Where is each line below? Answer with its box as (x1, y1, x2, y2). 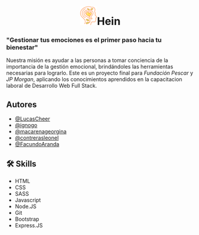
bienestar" (6, 44, 38, 52)
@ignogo (14, 122, 38, 129)
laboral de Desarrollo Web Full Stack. (6, 82, 97, 89)
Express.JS (14, 222, 43, 229)
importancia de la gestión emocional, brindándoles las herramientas (6, 63, 173, 70)
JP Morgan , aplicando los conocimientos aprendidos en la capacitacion (6, 76, 182, 83)
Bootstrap (14, 215, 39, 223)
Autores (6, 99, 37, 110)
